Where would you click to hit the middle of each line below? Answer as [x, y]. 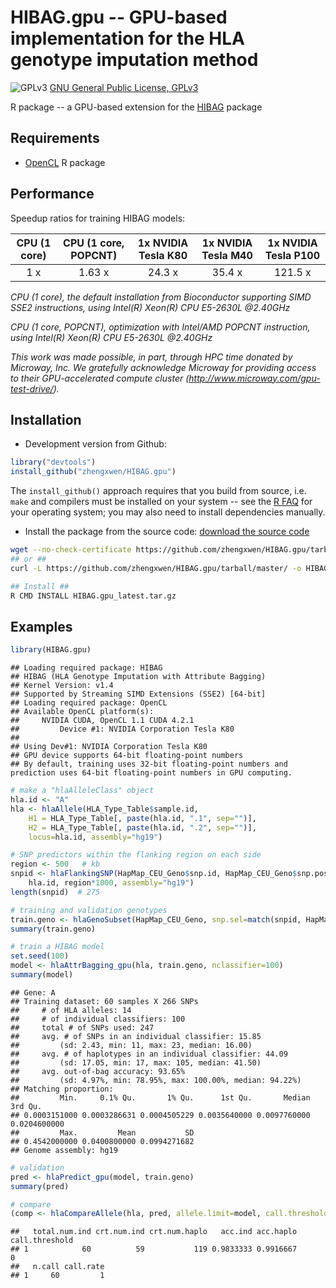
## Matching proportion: [62, 1089]
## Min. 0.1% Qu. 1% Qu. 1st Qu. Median [160, 1097]
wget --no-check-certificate [71, 550]
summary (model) [42, 975]
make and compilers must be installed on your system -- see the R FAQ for [161, 502]
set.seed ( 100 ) [40, 956]
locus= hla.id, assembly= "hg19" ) [95, 837]
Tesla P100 [292, 255]
